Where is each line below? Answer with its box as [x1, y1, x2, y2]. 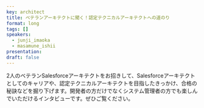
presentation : [6, 49, 43, 55]
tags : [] [6, 26, 29, 32]
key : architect [6, 9, 45, 15]
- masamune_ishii [12, 43, 56, 49]
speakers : [6, 32, 32, 38]
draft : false [6, 54, 40, 60]
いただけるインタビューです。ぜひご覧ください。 [11, 95, 134, 102]
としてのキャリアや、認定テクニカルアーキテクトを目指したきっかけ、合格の [6, 79, 198, 87]
